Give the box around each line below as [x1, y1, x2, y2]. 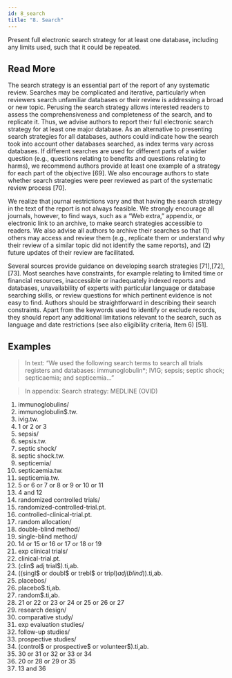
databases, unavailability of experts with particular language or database [8, 284, 215, 292]
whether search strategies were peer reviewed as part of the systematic [8, 177, 213, 185]
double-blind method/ [17, 525, 81, 534]
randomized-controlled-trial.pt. [17, 503, 106, 512]
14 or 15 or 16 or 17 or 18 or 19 [17, 540, 102, 548]
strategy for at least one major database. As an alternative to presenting [8, 125, 213, 133]
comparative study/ [17, 613, 73, 621]
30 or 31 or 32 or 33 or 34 [17, 650, 92, 658]
